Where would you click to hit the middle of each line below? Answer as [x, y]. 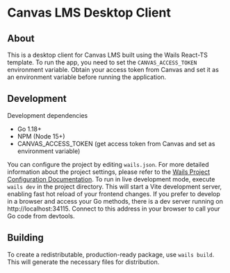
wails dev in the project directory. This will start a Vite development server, [115, 186]
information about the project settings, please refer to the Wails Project [109, 172]
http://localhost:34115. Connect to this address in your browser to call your [114, 209]
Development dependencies [48, 115]
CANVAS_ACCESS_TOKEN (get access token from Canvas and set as [116, 143]
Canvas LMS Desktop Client [89, 13]
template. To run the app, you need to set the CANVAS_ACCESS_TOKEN [102, 62]
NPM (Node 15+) [41, 136]
